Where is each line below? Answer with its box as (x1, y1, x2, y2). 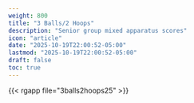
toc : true (8, 64, 42, 72)
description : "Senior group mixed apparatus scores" (8, 26, 188, 34)
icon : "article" (8, 34, 62, 42)
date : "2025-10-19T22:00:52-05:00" (8, 42, 127, 50)
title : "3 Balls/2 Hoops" (8, 19, 94, 27)
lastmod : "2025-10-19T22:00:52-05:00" (8, 49, 137, 57)
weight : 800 (8, 11, 48, 20)
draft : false (8, 57, 52, 65)
